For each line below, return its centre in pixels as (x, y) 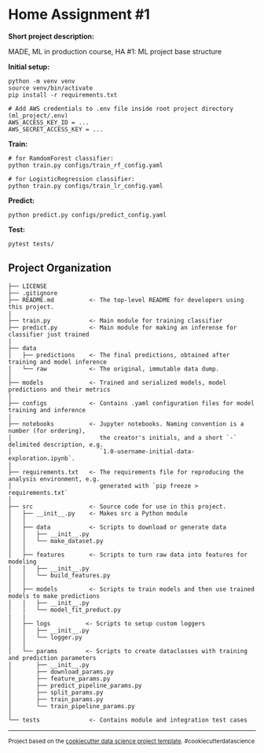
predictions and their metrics (59, 389)
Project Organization (60, 268)
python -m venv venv (42, 81)
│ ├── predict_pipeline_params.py (75, 685)
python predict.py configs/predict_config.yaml (88, 215)
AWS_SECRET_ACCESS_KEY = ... (56, 129)
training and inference (47, 410)
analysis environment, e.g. (54, 479)
